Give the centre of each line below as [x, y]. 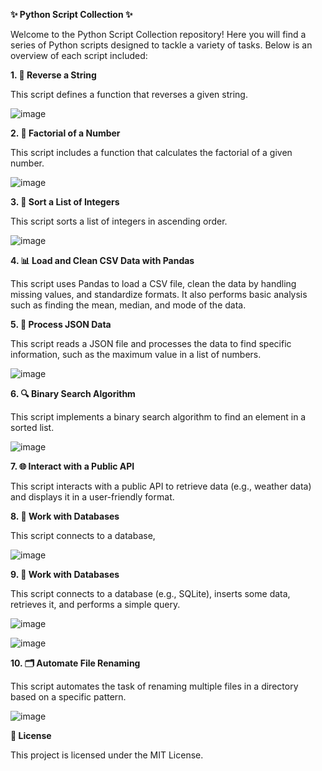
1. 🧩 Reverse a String [53, 75]
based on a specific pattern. [68, 697]
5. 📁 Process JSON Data [61, 324]
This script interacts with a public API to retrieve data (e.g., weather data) [161, 486]
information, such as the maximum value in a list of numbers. [136, 354]
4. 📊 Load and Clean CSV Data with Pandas [102, 260]
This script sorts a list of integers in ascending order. [119, 221]
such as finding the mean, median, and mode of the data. [128, 305]
